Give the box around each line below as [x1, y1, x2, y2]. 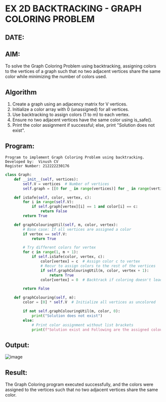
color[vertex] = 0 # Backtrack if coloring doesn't [40, 277, 152, 282]
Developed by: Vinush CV [5, 159, 58, 164]
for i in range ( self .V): [23, 200, 74, 204]
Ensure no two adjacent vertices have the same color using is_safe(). [12, 117, 153, 123]
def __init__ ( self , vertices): [14, 177, 79, 182]
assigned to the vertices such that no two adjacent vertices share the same [5, 387, 158, 393]
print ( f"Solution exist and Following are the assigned [31, 327, 149, 332]
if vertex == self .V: [23, 231, 68, 237]
